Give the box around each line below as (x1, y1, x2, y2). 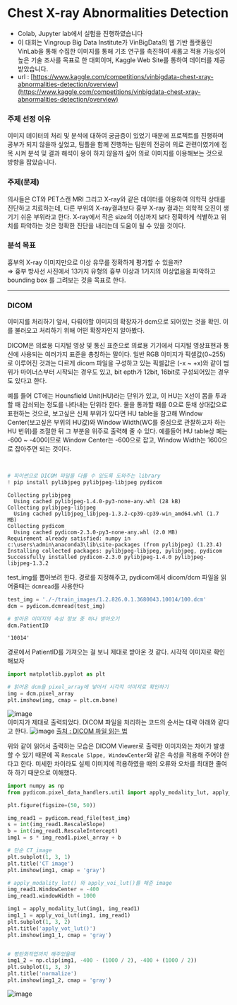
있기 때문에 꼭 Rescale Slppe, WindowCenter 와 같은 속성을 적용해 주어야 (22, 751, 222, 759)
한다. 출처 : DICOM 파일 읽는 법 (14, 727, 128, 735)
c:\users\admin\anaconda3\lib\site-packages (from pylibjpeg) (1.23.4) (7, 541, 222, 548)
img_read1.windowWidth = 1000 (7, 893, 97, 900)
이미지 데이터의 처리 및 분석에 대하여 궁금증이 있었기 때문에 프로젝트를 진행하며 (7, 131, 224, 140)
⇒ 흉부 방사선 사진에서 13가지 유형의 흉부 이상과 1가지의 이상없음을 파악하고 (7, 266, 217, 275)
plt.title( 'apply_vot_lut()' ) (7, 924, 97, 932)
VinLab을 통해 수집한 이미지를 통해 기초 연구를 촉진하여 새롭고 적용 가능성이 (17, 47, 226, 55)
